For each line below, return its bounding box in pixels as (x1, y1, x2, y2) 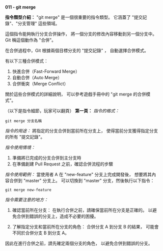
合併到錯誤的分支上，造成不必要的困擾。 (16, 214, 99, 219)
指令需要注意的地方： (5, 197, 48, 202)
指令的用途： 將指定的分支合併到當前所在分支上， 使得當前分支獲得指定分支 (5, 128, 158, 133)
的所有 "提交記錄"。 (5, 134, 45, 140)
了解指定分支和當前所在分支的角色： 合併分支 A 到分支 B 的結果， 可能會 (12, 224, 159, 229)
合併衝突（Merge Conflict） (12, 81, 69, 87)
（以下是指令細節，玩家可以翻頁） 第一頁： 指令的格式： (5, 108, 119, 114)
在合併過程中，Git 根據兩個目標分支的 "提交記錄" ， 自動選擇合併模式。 (5, 48, 149, 53)
